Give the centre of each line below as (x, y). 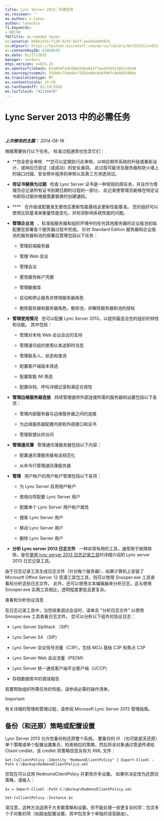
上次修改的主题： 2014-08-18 (35, 141)
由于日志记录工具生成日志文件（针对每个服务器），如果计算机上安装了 (74, 571)
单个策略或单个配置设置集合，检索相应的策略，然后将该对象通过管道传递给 (80, 745)
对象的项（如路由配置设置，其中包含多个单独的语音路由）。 (72, 814)
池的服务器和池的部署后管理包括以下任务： (55, 235)
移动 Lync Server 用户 (41, 528)
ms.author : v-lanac (25, 19)
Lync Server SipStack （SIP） (42, 627)
